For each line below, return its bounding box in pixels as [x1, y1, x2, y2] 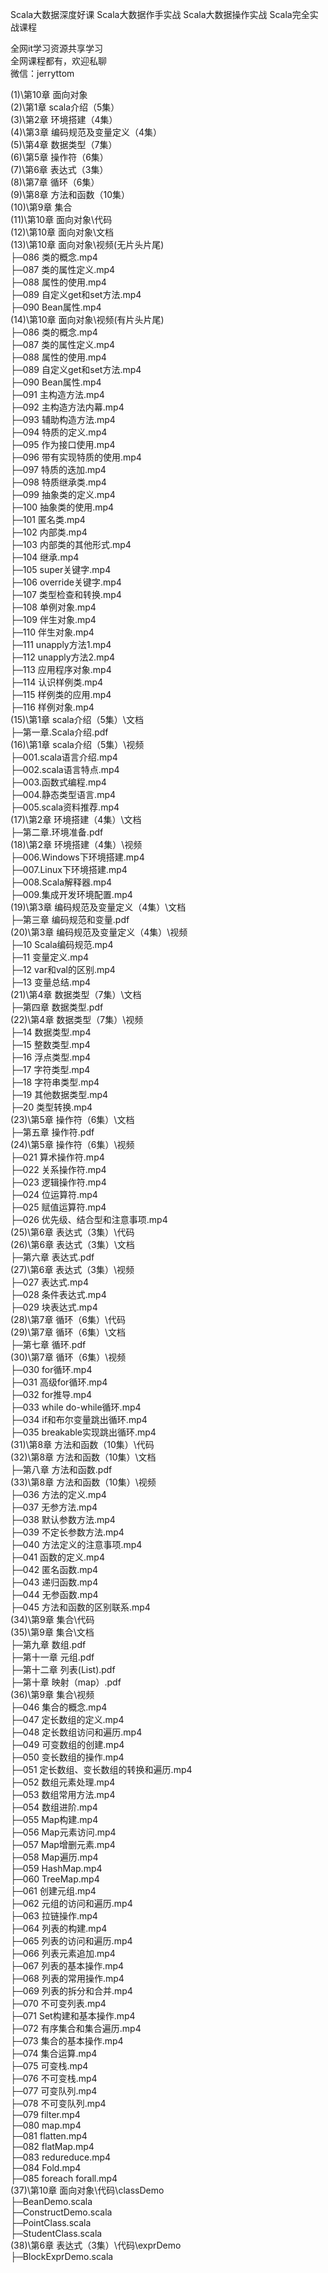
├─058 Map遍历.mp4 [10, 1851, 99, 1863]
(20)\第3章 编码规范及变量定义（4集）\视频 [10, 926, 188, 938]
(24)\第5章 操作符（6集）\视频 [10, 1139, 135, 1150]
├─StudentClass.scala [10, 2228, 103, 2239]
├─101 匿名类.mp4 [10, 514, 86, 525]
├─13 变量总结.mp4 [10, 976, 92, 988]
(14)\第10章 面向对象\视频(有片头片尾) [10, 314, 165, 325]
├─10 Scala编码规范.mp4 [10, 939, 114, 950]
